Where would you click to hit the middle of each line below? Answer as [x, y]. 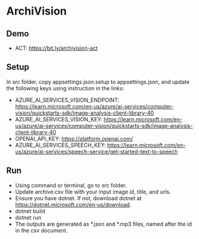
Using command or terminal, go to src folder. [71, 185]
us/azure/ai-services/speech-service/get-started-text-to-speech [96, 151]
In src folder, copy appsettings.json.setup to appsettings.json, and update [98, 82]
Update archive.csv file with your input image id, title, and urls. [93, 192]
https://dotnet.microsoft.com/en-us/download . [73, 204]
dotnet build [30, 211]
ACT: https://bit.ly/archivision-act [56, 48]
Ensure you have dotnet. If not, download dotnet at [78, 198]
